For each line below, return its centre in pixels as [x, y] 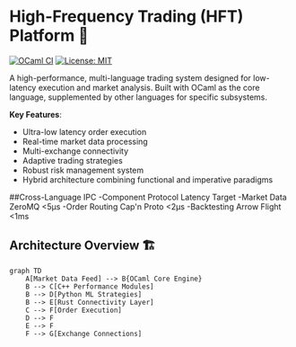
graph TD [26, 271]
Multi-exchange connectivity [75, 151]
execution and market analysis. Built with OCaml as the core [149, 87]
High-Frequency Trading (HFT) [126, 17]
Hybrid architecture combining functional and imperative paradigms [148, 179]
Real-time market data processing [85, 141]
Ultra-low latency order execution [84, 131]
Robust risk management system [83, 170]
